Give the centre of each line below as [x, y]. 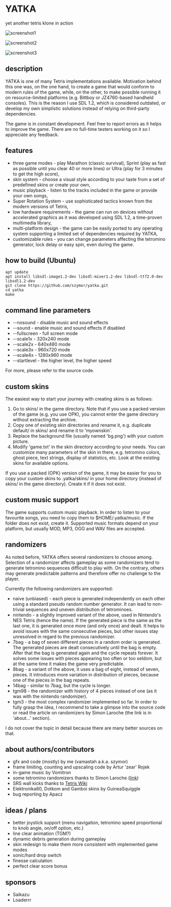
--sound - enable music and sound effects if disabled [69, 328]
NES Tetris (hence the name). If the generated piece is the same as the [87, 620]
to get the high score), [36, 174]
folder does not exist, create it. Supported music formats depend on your [82, 523]
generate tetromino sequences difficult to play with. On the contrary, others [85, 568]
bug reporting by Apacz [38, 794]
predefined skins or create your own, [52, 185]
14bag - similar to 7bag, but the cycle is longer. [62, 685]
